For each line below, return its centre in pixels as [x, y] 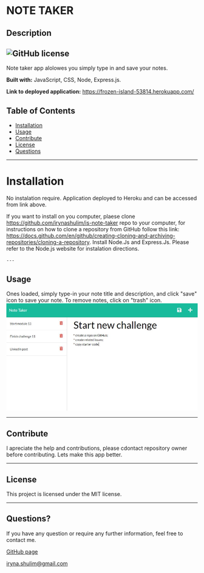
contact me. [21, 540]
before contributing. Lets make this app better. [64, 455]
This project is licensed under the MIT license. [64, 494]
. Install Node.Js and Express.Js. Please [139, 242]
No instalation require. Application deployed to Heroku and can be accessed [102, 198]
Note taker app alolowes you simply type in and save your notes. [87, 68]
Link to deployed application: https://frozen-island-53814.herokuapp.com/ [100, 92]
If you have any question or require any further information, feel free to [95, 533]
